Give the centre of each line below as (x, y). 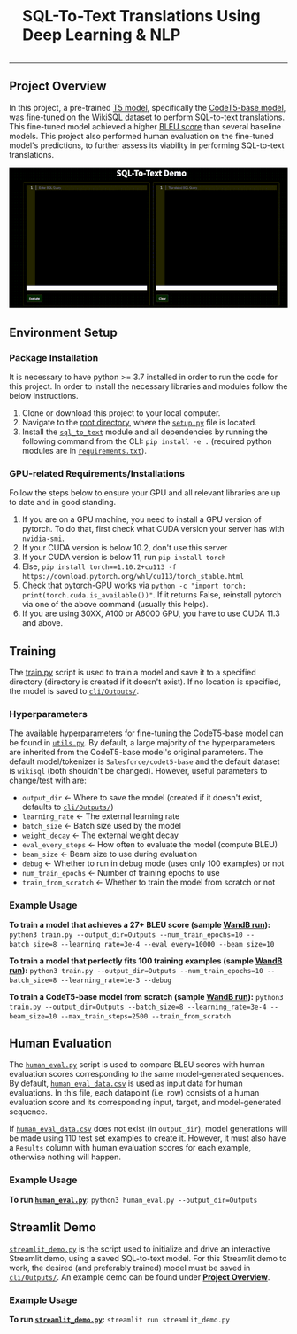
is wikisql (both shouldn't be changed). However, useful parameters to (138, 771)
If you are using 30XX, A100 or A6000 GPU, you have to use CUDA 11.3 (151, 613)
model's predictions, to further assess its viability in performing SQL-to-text (147, 145)
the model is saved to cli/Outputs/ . (74, 691)
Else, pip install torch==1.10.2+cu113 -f (99, 566)
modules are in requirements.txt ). (84, 450)
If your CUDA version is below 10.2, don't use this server (125, 548)
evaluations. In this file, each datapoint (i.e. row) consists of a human (134, 1093)
